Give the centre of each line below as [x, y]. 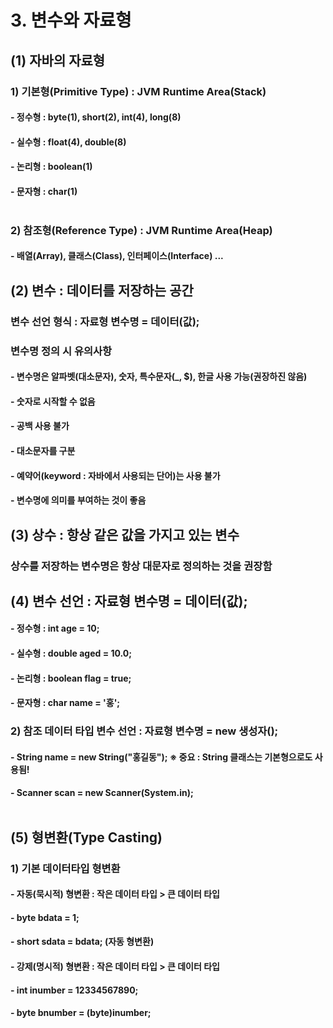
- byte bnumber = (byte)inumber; [81, 1013]
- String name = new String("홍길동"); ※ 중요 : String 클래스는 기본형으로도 [161, 757]
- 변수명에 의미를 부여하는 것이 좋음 [78, 500]
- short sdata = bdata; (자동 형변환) [82, 942]
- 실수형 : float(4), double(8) [68, 142]
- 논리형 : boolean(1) [51, 167]
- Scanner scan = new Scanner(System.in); [102, 793]
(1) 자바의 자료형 [58, 60]
